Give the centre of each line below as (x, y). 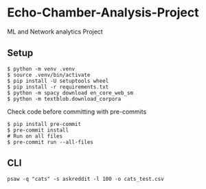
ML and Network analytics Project (55, 32)
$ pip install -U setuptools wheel (58, 81)
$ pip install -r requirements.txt (58, 87)
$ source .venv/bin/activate (49, 75)
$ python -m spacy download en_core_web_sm (70, 93)
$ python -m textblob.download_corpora (64, 99)
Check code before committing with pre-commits (77, 112)
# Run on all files (35, 136)
